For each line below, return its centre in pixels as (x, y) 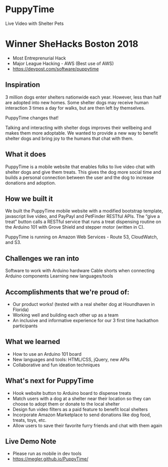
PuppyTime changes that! (32, 117)
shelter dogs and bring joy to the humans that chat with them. (70, 138)
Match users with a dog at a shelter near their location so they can (81, 398)
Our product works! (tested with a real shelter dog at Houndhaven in (84, 304)
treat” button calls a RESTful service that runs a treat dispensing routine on (83, 222)
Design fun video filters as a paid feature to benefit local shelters (80, 409)
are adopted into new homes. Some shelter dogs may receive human (77, 102)
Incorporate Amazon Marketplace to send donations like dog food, (82, 415)
